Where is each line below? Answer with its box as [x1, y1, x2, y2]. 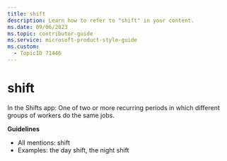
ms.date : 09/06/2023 [7, 23, 69, 30]
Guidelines [7, 124, 40, 133]
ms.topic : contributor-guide [7, 30, 93, 37]
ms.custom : [7, 43, 40, 50]
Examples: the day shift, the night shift [17, 145, 129, 154]
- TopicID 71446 [13, 50, 62, 57]
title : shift [7, 10, 46, 18]
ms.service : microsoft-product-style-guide [7, 37, 138, 44]
